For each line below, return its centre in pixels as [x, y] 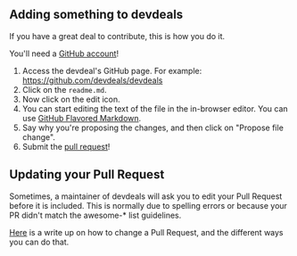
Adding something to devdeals [96, 15]
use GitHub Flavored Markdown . [82, 118]
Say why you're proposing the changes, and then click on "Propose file [153, 128]
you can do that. [39, 242]
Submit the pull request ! [66, 146]
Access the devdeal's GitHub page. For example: [112, 70]
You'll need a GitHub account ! [64, 54]
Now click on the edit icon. [71, 99]
